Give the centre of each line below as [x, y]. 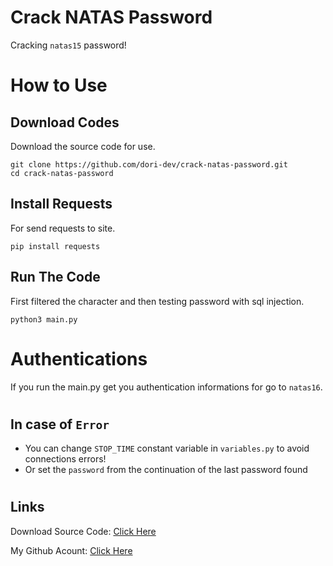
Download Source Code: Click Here [83, 531]
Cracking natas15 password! [68, 45]
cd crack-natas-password [62, 173]
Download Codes [65, 122]
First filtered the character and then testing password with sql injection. [157, 301]
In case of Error [60, 424]
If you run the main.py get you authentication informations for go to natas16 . [166, 387]
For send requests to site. [63, 228]
